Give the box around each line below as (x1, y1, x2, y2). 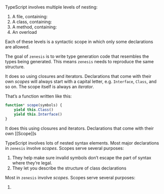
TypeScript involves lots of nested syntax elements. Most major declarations (5, 140, 159, 146)
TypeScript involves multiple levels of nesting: (5, 4, 98, 10)
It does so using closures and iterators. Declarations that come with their (5, 73, 152, 79)
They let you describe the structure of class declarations (12, 165, 126, 171)
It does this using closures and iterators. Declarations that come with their (5, 125, 154, 131)
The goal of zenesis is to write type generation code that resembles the (5, 53, 149, 59)
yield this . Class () (14, 107, 54, 112)
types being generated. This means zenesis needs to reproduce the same (5, 59, 154, 64)
